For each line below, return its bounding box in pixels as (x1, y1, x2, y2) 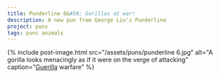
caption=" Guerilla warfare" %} (7, 63, 95, 71)
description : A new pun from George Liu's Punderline (7, 17, 167, 23)
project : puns (7, 23, 49, 30)
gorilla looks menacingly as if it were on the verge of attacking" (7, 56, 189, 64)
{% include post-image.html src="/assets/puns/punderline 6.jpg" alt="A (7, 48, 214, 57)
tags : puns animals (7, 29, 64, 37)
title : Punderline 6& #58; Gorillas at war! (7, 10, 136, 17)
